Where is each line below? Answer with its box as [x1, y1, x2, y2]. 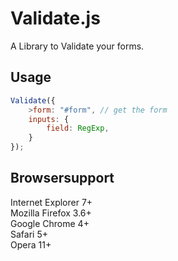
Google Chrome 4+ [10, 217, 90, 229]
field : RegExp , [46, 123, 110, 134]
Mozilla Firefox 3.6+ [10, 207, 92, 219]
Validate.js [10, 7, 101, 30]
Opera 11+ [10, 238, 52, 251]
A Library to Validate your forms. [10, 40, 145, 52]
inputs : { [28, 114, 70, 124]
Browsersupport [10, 170, 115, 187]
